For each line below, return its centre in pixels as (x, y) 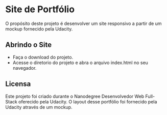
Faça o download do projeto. (43, 57)
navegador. (25, 68)
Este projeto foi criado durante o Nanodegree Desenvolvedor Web (75, 96)
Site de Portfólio (40, 9)
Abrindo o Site (29, 45)
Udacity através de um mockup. (39, 107)
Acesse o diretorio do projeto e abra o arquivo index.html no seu (80, 63)
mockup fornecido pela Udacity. (39, 28)
